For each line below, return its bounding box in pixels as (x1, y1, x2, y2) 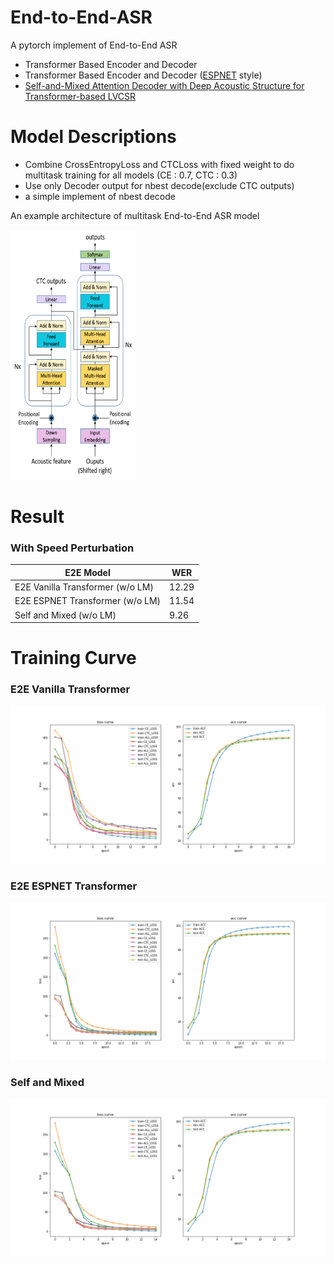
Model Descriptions (10, 126, 177, 148)
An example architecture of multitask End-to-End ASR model (10, 209, 260, 221)
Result (10, 506, 65, 528)
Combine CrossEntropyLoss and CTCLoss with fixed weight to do (24, 158, 295, 170)
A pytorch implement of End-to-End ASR (10, 39, 178, 51)
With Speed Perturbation (10, 541, 135, 555)
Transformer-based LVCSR (24, 90, 137, 102)
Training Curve (10, 647, 137, 670)
